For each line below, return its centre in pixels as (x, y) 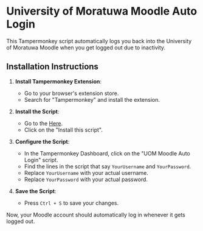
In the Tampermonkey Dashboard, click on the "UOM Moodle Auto (107, 153)
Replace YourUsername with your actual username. (86, 172)
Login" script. (41, 160)
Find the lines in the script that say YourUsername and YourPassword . (108, 166)
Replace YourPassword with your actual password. (86, 179)
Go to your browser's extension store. (71, 93)
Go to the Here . (43, 123)
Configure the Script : (42, 141)
